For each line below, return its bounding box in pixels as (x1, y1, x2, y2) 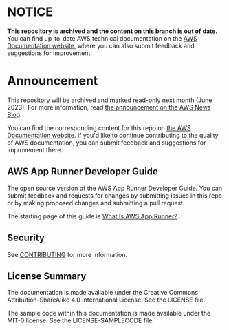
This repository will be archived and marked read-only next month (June (7, 96, 212, 104)
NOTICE (7, 4, 54, 20)
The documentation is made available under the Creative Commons (7, 289, 198, 297)
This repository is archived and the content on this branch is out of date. (7, 27, 218, 35)
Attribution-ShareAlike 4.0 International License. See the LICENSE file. (7, 296, 205, 304)
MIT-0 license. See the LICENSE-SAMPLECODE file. (7, 316, 155, 324)
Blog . (7, 110, 22, 118)
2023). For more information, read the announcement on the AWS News (7, 103, 211, 111)
